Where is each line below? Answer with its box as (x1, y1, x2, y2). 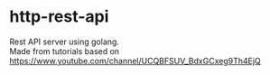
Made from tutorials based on (9, 45, 120, 56)
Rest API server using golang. (9, 36, 120, 47)
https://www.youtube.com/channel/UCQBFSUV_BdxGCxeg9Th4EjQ (9, 55, 262, 66)
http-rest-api (9, 6, 109, 27)
